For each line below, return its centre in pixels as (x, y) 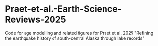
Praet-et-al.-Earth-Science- (63, 9)
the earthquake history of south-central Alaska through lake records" (75, 38)
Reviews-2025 (36, 19)
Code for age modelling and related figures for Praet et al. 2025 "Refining (79, 33)
